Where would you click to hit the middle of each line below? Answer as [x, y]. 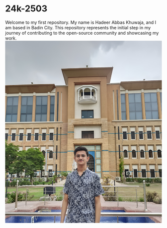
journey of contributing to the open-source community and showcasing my [82, 33]
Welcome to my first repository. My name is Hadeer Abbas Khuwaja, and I [81, 22]
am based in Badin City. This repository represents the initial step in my [78, 27]
